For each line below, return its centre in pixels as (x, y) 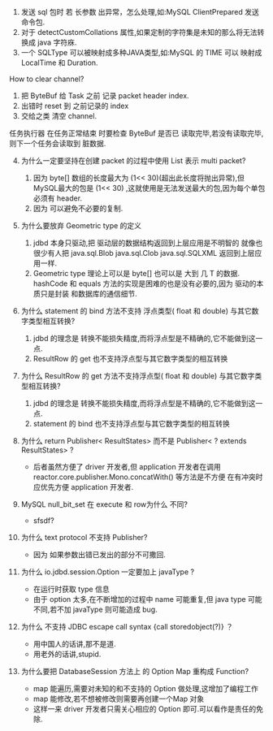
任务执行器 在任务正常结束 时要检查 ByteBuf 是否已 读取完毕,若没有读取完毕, (136, 133)
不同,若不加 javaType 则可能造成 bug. (95, 609)
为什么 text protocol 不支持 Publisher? (84, 537)
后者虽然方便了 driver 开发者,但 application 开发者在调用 (127, 467)
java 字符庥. (57, 42)
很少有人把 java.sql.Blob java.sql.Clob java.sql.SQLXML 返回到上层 (144, 253)
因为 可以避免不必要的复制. (78, 208)
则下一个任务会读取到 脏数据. (58, 143)
